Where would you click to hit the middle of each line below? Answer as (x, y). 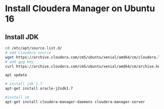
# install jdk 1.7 (24, 84)
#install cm (17, 97)
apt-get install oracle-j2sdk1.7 (39, 88)
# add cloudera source (28, 53)
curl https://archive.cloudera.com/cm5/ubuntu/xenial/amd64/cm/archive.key (84, 66)
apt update (16, 75)
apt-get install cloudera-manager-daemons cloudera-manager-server (75, 102)
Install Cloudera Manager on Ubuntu (80, 9)
